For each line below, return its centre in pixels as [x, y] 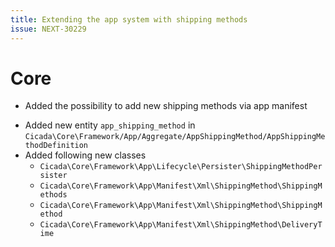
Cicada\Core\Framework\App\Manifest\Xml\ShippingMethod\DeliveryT [181, 225]
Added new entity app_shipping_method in [110, 125]
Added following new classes [85, 155]
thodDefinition [56, 146]
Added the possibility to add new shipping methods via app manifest [166, 106]
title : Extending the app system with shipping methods [129, 19]
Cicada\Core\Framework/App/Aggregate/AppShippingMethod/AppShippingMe [175, 137]
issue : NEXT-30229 [48, 29]
